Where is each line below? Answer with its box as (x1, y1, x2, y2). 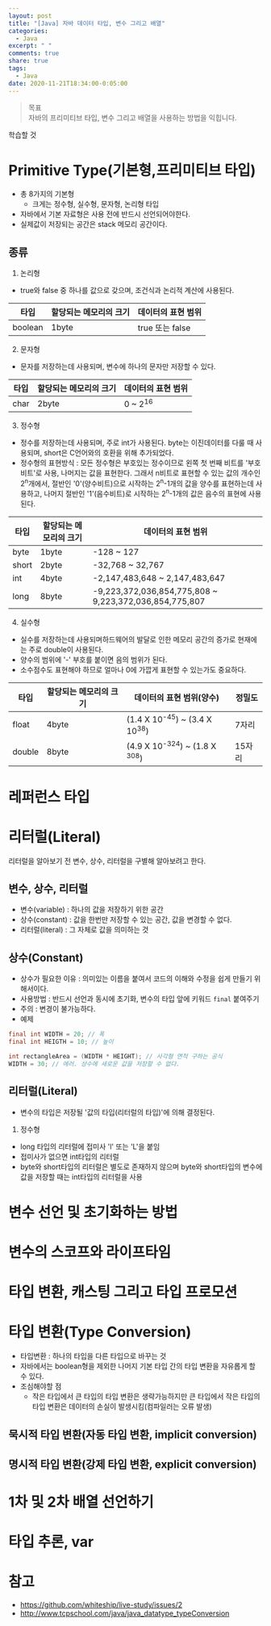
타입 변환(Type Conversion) (8, 1323, 192, 1341)
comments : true (8, 49, 60, 57)
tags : (8, 65, 27, 73)
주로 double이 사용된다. (28, 644, 104, 654)
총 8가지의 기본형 (19, 189, 75, 199)
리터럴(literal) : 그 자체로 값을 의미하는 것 (19, 925, 149, 935)
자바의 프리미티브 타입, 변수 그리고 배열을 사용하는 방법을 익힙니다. (27, 112, 237, 122)
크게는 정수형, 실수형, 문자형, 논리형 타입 (31, 199, 160, 209)
